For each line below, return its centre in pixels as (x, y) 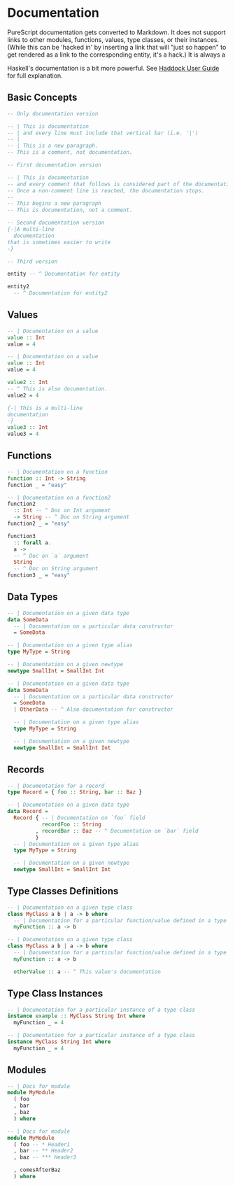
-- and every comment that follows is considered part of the (100, 184)
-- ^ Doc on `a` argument (51, 556)
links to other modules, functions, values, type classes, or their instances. (113, 39)
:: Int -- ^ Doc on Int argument (62, 511)
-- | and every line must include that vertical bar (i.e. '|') (103, 133)
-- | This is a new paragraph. (53, 146)
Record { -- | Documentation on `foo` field (79, 818)
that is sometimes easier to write (59, 242)
